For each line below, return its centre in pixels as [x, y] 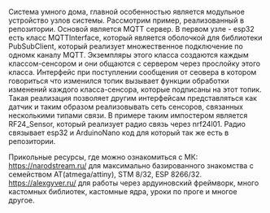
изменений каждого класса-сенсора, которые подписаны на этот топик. [135, 89]
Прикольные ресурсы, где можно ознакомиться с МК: [103, 157]
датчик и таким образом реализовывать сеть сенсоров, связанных [126, 106]
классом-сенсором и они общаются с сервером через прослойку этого [135, 63]
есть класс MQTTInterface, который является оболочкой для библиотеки [135, 37]
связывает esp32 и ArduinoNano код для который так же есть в [119, 133]
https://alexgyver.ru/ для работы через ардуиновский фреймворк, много [134, 183]
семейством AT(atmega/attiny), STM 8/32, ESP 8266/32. [105, 174]
